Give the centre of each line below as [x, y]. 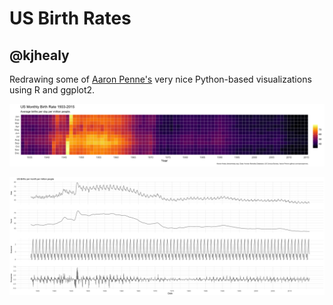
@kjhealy [39, 55]
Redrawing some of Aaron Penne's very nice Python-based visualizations [160, 79]
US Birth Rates [70, 18]
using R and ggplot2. [52, 90]
